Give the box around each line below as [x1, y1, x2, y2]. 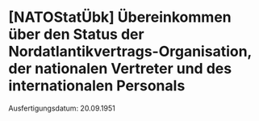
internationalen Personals [8, 77, 186, 95]
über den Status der [8, 25, 144, 44]
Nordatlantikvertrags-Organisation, [8, 43, 253, 60]
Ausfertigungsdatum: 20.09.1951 [8, 103, 115, 113]
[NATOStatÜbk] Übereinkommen [8, 8, 232, 27]
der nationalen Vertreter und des [8, 60, 232, 78]
